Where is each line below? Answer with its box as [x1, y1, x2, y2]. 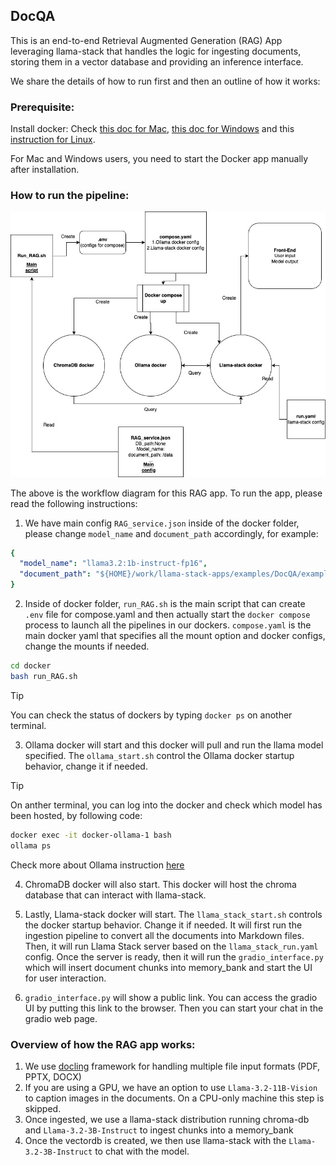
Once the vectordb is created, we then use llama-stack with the [24, 1134, 287, 1146]
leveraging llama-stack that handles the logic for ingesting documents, [10, 45, 302, 57]
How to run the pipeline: [10, 189, 130, 203]
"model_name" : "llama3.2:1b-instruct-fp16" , [19, 559, 208, 569]
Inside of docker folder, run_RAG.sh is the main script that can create [24, 598, 306, 610]
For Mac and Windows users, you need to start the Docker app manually [10, 153, 309, 165]
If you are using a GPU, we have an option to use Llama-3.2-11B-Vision [24, 1081, 318, 1093]
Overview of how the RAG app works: [10, 1037, 196, 1051]
